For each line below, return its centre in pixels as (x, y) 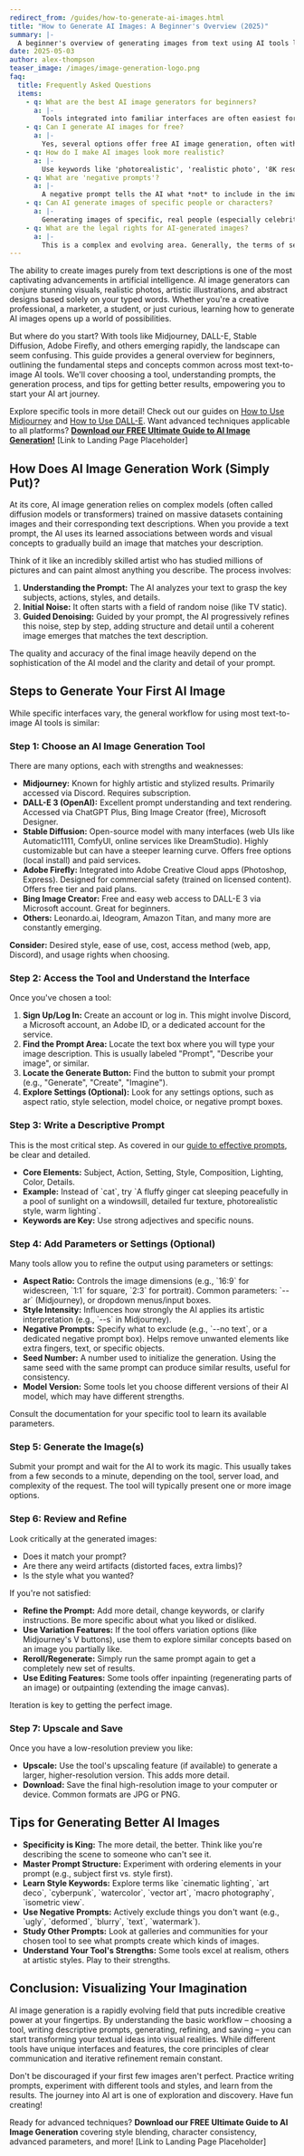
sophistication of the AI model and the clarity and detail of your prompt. (142, 663)
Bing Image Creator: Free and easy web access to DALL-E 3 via (142, 899)
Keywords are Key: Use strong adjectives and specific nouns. (138, 1220)
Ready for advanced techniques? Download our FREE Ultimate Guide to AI (149, 2122)
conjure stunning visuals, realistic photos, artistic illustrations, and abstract (148, 290)
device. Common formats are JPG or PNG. (101, 1794)
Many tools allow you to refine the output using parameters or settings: (142, 1264)
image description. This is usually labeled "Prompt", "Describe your (148, 1054)
